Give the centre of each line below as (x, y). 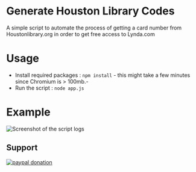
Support (22, 148)
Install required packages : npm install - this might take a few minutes (103, 75)
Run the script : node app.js (49, 88)
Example (28, 112)
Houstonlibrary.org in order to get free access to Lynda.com (81, 34)
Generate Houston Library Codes (90, 11)
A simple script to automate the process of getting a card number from (94, 28)
